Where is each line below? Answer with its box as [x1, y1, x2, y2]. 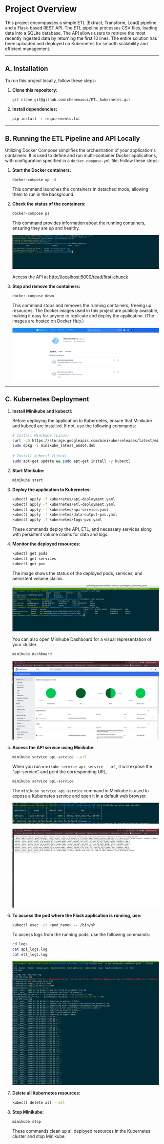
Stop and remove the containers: [12, 284, 81, 289]
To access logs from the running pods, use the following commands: [12, 931, 150, 937]
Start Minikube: [12, 468, 45, 473]
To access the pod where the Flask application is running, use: [12, 912, 142, 918]
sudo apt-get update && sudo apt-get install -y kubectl [12, 459, 131, 464]
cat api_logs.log [12, 947, 48, 952]
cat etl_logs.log [12, 952, 48, 957]
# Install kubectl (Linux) [12, 454, 67, 459]
